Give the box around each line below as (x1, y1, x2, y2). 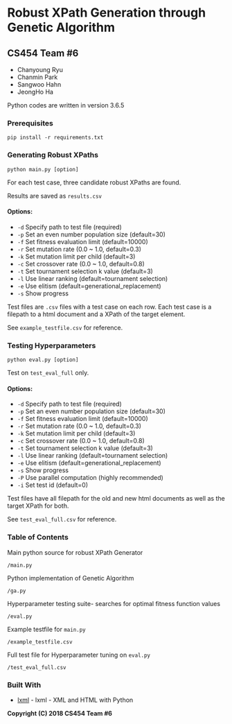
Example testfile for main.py (7, 625, 87, 633)
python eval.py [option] (7, 356, 79, 363)
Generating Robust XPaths (7, 150, 99, 160)
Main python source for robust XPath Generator (7, 548, 143, 556)
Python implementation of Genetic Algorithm (7, 574, 134, 582)
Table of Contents (7, 533, 69, 542)
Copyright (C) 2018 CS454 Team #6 (7, 709, 113, 717)
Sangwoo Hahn (17, 80, 62, 88)
